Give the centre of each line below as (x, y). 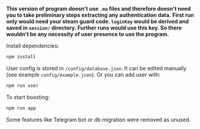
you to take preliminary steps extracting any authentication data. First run (100, 15)
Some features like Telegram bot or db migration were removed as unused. (99, 119)
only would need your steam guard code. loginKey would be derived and (98, 21)
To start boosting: (28, 97)
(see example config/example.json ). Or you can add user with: (83, 74)
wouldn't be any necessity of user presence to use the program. (88, 34)
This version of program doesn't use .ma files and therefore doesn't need (99, 9)
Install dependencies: (33, 46)
